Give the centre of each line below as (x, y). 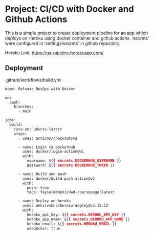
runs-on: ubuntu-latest (38, 129)
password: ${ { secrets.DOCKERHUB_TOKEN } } (71, 165)
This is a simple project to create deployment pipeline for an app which (77, 33)
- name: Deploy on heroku (44, 201)
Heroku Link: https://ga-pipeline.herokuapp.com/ (55, 53)
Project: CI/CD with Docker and (70, 9)
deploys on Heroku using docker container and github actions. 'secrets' (77, 38)
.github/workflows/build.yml (33, 80)
